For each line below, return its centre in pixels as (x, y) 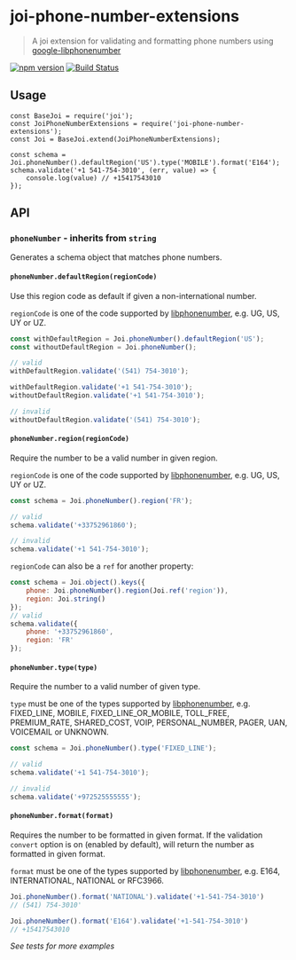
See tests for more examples (62, 946)
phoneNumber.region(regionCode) (70, 439)
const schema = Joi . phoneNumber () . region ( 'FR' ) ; (101, 500)
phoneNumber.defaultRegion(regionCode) (84, 277)
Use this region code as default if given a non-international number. (133, 295)
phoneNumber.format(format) (62, 816)
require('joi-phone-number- (193, 123)
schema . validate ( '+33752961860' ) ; (74, 525)
